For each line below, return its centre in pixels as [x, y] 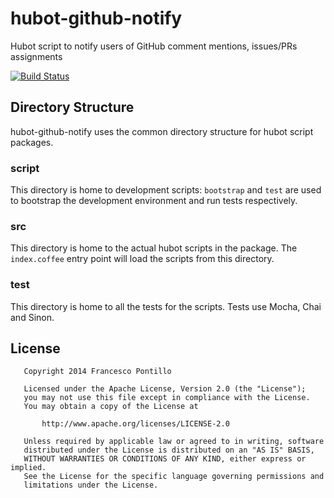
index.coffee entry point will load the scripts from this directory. [142, 259]
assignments [36, 56]
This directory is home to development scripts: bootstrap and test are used [166, 190]
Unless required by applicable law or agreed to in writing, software [174, 442]
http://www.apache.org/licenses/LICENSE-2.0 [135, 424]
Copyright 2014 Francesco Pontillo [97, 372]
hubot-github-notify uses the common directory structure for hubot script [162, 131]
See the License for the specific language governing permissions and [174, 477]
